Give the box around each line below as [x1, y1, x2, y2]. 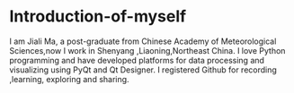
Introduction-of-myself [9, 6, 187, 27]
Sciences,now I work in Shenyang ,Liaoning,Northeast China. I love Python [9, 45, 286, 55]
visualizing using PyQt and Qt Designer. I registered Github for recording [9, 64, 277, 75]
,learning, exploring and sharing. [9, 73, 129, 84]
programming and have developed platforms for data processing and [9, 55, 265, 65]
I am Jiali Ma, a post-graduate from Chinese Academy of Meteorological [9, 36, 277, 46]
